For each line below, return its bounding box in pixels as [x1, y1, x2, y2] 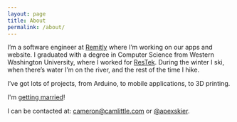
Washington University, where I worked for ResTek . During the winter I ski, [7, 58, 225, 67]
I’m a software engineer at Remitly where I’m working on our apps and [7, 43, 213, 52]
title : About [7, 17, 46, 24]
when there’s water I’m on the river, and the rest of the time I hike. [7, 65, 200, 74]
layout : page [7, 10, 46, 18]
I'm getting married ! [7, 93, 65, 101]
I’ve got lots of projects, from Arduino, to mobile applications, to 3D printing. [7, 79, 231, 88]
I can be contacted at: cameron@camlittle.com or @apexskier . [7, 107, 190, 116]
